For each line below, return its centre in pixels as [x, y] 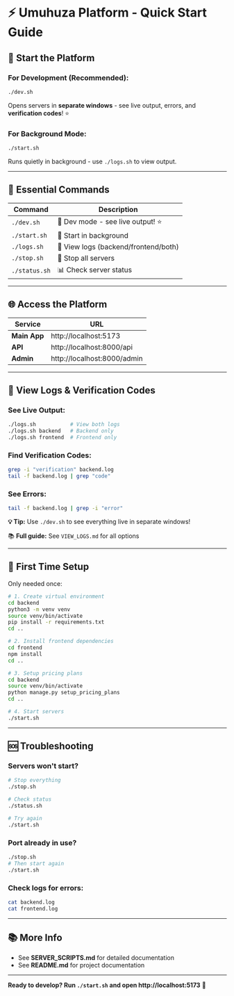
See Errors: [27, 493]
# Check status [30, 799]
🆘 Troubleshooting [51, 746]
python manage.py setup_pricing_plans [64, 693]
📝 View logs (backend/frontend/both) [118, 247]
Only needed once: [35, 583]
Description [118, 209]
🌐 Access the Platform [58, 305]
